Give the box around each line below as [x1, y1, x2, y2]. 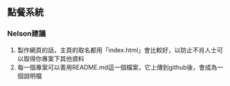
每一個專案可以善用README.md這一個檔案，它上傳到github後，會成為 [17, 63, 218, 71]
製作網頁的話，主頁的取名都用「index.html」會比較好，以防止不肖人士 [17, 45, 218, 54]
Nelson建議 [7, 29, 46, 39]
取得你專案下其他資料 [23, 54, 85, 63]
